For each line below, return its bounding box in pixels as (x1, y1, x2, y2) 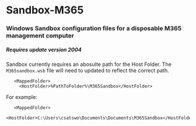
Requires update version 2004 (6, 46, 82, 53)
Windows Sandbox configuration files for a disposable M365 (6, 24, 182, 33)
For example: (6, 94, 38, 101)
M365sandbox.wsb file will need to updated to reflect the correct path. (6, 67, 169, 74)
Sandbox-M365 (6, 3, 84, 17)
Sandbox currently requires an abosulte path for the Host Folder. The (6, 61, 172, 68)
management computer (6, 32, 75, 40)
